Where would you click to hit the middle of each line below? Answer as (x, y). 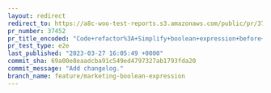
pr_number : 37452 (37, 31)
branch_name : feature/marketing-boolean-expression (96, 76)
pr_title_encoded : (38, 38)
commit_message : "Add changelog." (66, 69)
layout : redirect (37, 16)
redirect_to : (30, 23)
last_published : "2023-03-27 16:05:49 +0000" (85, 53)
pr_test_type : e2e (38, 46)
